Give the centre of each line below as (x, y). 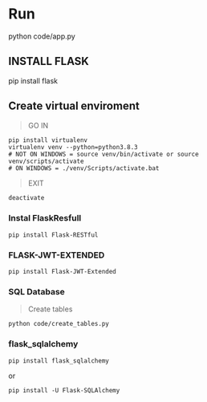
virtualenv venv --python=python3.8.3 (73, 147)
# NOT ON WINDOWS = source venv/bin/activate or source (103, 154)
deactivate (26, 197)
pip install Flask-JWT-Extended (62, 272)
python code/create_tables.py (59, 324)
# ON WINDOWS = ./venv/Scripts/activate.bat (84, 168)
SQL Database (37, 291)
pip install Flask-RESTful (53, 235)
